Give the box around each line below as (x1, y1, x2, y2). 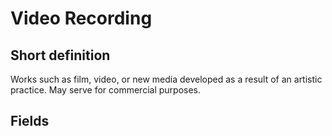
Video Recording (10, 7, 153, 30)
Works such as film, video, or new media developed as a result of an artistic (10, 73, 323, 85)
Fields (10, 113, 50, 130)
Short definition (10, 47, 111, 64)
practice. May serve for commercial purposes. (10, 84, 202, 96)
